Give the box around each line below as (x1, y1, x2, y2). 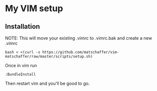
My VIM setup (5, 3, 64, 14)
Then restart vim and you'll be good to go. (5, 81, 90, 86)
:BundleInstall (5, 72, 36, 77)
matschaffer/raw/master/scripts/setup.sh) (5, 54, 93, 59)
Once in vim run (5, 63, 37, 68)
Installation (5, 22, 40, 31)
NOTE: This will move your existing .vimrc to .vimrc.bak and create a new (5, 35, 153, 41)
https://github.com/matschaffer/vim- (42, 50, 119, 55)
